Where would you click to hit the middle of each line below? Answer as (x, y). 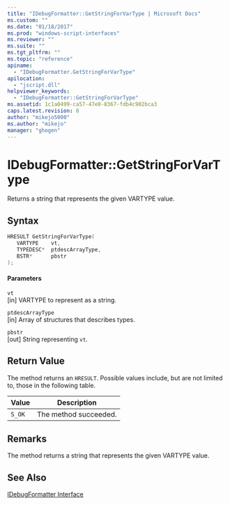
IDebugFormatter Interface (45, 495)
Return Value (36, 361)
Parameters (24, 279)
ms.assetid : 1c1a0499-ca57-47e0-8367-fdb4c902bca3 (82, 104)
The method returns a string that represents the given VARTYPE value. (108, 456)
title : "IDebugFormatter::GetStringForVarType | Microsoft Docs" (104, 14)
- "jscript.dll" (37, 85)
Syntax (23, 220)
